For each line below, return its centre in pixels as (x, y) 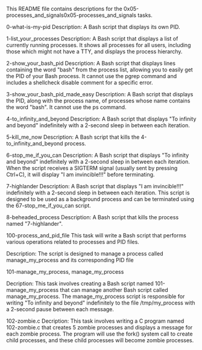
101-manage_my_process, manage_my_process (65, 272)
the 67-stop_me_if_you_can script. (49, 206)
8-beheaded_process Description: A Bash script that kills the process (93, 217)
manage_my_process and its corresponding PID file (70, 260)
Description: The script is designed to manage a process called (85, 253)
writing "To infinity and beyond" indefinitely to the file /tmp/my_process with (101, 303)
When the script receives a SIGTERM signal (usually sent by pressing (92, 168)
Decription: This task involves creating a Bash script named (80, 283)
